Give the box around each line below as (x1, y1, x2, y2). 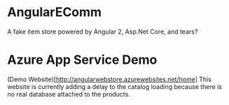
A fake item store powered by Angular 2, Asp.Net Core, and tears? (7, 27, 198, 36)
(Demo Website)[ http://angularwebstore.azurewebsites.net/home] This (7, 75, 212, 83)
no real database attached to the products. (7, 90, 131, 98)
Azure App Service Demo (7, 52, 158, 68)
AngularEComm (7, 4, 102, 20)
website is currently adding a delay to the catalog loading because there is (7, 82, 223, 91)
